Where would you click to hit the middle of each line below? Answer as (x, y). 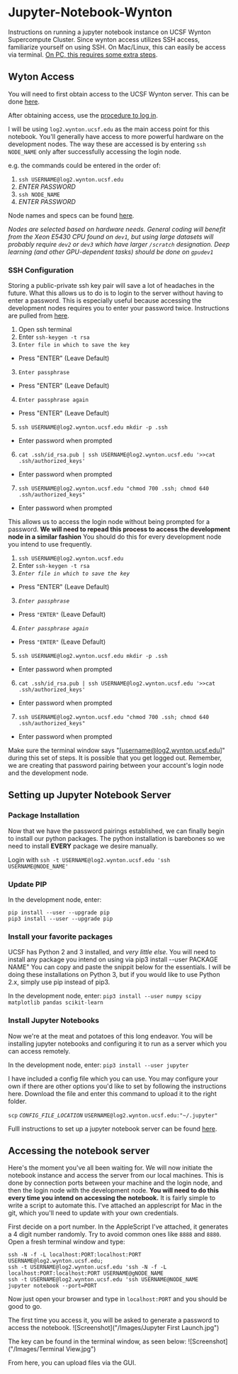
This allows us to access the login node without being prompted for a (109, 522)
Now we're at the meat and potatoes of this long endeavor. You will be (110, 1036)
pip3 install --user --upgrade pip (61, 919)
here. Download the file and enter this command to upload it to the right (112, 1093)
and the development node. (48, 773)
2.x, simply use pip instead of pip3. (59, 982)
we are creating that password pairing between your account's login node (116, 766)
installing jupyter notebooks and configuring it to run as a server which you (118, 1044)
